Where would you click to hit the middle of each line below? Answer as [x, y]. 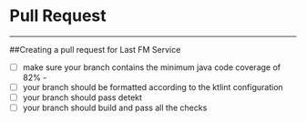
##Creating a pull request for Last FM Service [95, 49]
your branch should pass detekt [82, 97]
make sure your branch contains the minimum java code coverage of [152, 67]
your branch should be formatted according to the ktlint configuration [153, 87]
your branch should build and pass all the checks [115, 108]
